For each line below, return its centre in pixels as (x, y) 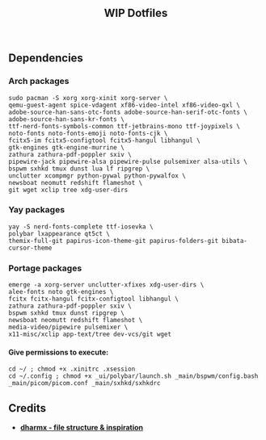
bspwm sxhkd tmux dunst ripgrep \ (67, 313)
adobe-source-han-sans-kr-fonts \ (67, 119)
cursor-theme (30, 248)
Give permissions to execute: (59, 352)
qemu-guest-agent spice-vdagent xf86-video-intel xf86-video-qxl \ (125, 105)
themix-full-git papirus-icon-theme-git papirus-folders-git (114, 241)
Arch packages (39, 82)
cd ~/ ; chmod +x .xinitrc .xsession (72, 369)
